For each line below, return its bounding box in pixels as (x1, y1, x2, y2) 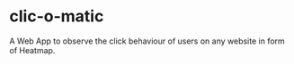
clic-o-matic (9, 6, 104, 27)
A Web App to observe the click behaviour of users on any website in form (9, 36, 285, 46)
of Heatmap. (9, 44, 56, 55)
